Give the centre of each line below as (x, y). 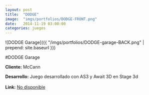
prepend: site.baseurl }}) (30, 48)
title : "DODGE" (22, 14)
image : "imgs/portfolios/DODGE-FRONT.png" (51, 19)
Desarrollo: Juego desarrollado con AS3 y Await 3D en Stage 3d (72, 77)
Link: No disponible (25, 87)
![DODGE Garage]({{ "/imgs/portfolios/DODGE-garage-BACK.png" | (75, 42)
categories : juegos (25, 28)
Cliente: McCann (23, 67)
